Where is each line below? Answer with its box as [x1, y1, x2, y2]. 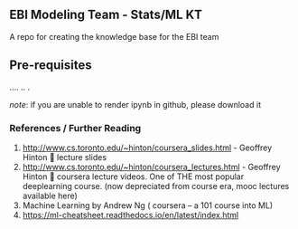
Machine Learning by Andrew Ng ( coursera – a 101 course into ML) [22, 199, 274, 211]
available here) [22, 190, 79, 201]
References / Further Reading [9, 121, 142, 134]
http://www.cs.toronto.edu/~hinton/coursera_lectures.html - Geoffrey [22, 161, 282, 172]
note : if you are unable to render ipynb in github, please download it [9, 99, 262, 110]
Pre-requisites [9, 58, 92, 73]
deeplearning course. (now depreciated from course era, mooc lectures [22, 180, 290, 191]
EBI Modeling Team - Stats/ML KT [9, 7, 203, 23]
